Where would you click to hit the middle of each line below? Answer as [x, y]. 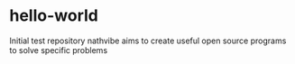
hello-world [54, 16]
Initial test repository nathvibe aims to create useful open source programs [148, 41]
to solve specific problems [59, 50]
